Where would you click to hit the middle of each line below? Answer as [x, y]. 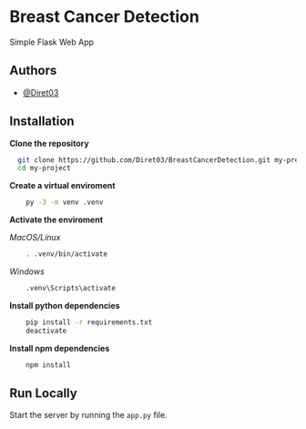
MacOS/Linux [35, 238]
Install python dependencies [65, 305]
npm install [48, 365]
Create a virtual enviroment [62, 186]
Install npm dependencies [60, 348]
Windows [27, 271]
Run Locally [43, 393]
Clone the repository [49, 143]
